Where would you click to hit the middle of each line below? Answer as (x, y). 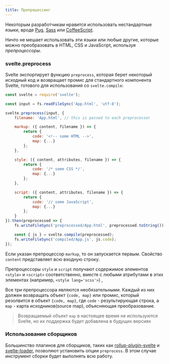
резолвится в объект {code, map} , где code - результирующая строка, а (82, 301)
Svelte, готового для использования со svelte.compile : (65, 85)
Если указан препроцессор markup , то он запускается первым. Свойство (84, 254)
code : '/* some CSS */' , (58, 169)
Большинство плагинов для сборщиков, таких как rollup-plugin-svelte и (82, 345)
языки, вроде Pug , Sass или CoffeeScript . (50, 30)
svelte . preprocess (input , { (35, 113)
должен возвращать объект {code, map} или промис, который (72, 295)
